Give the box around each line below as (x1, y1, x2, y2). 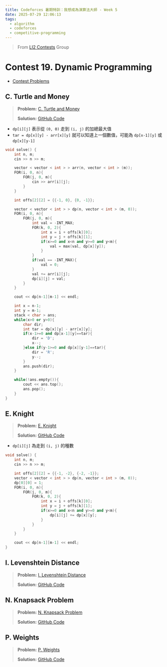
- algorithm (9, 21, 35, 26)
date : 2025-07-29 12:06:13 (5, 12, 61, 17)
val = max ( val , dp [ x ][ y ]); (49, 244, 106, 249)
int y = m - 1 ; (14, 308, 41, 313)
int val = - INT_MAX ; (31, 220, 75, 226)
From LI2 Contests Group (17, 44, 69, 50)
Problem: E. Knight (17, 423, 57, 429)
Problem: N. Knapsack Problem (17, 609, 83, 615)
